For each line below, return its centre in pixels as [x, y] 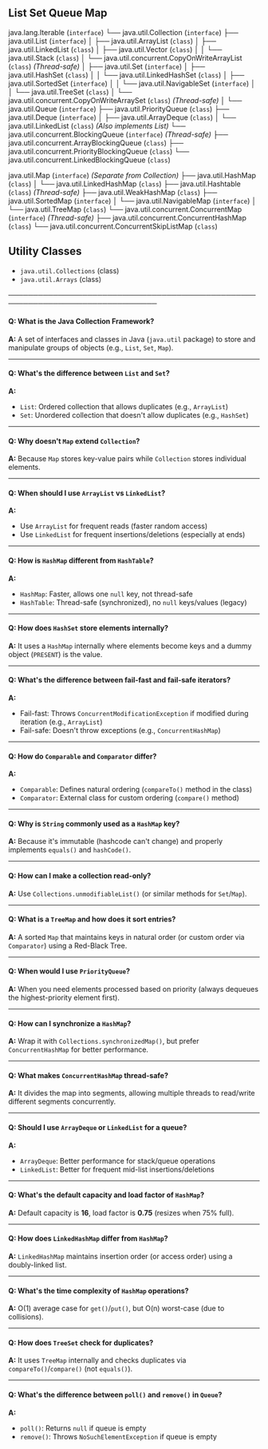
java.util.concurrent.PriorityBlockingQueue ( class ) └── [99, 151]
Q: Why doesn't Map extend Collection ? [74, 441]
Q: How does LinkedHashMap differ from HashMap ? [89, 1239]
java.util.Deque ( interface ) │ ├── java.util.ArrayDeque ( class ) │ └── [122, 117]
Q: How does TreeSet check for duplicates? [81, 1343]
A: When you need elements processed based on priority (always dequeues [134, 989]
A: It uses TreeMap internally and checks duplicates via [97, 1360]
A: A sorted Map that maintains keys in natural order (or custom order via [126, 937]
